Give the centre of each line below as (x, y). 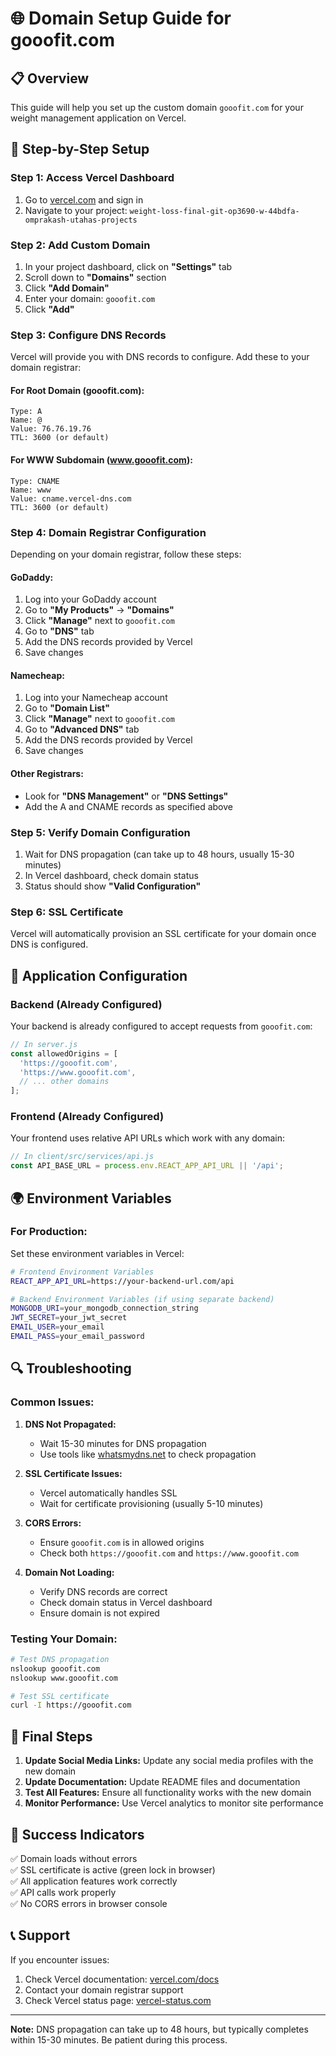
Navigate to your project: (76, 210)
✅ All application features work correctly (94, 1881)
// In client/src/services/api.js (82, 1157)
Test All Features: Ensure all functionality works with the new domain (168, 1793)
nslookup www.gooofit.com (64, 1678)
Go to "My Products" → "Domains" (99, 610)
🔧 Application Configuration (99, 975)
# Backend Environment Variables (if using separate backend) (142, 1299)
